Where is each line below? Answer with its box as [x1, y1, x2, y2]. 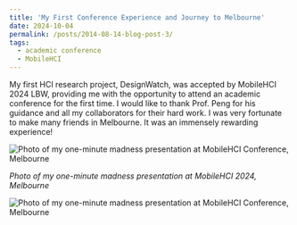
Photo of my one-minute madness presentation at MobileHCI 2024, [9, 171, 257, 181]
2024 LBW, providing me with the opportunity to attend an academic [9, 88, 261, 99]
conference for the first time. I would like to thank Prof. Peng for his [9, 98, 256, 108]
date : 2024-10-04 [9, 21, 74, 30]
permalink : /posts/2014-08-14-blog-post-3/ [9, 29, 174, 38]
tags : [9, 37, 29, 47]
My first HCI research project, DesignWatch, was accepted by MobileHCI [9, 79, 276, 89]
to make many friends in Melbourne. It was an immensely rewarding [9, 117, 259, 128]
